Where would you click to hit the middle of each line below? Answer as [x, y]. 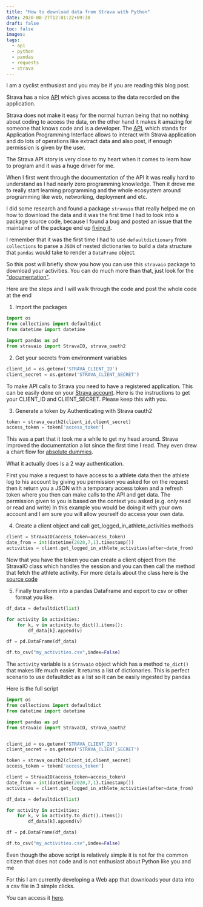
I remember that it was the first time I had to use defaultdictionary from [96, 239]
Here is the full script [32, 689]
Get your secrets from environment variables [71, 358]
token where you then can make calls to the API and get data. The [88, 495]
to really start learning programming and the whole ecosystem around [94, 190]
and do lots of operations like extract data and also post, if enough [89, 141]
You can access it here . [35, 897]
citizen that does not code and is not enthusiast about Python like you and [99, 861]
